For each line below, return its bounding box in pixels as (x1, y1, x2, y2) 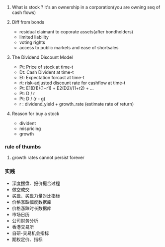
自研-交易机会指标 (11, 230, 49, 236)
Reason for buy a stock (11, 111, 60, 117)
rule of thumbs (4, 143, 41, 150)
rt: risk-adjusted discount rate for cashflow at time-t (19, 80, 126, 86)
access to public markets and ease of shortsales (19, 45, 119, 50)
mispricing (19, 125, 41, 131)
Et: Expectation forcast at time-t (19, 75, 85, 80)
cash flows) (11, 9, 36, 15)
